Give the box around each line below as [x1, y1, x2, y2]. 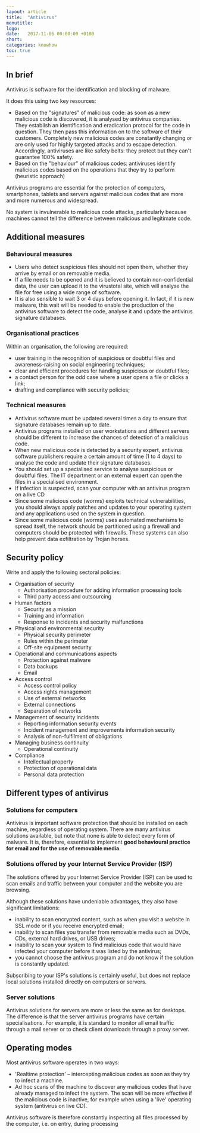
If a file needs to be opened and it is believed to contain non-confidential [14, 276, 193, 283]
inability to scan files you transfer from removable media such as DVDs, [14, 928, 190, 936]
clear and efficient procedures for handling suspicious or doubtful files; [14, 367, 189, 374]
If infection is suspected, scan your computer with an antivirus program [14, 484, 190, 491]
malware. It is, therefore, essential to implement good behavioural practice [6, 838, 190, 846]
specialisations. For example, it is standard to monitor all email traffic [6, 1019, 174, 1026]
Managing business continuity [14, 739, 89, 746]
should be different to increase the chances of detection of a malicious [14, 433, 189, 441]
